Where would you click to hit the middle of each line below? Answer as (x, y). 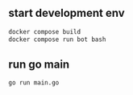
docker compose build (45, 31)
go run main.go (34, 83)
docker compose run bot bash (57, 39)
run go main (39, 64)
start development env (66, 13)
